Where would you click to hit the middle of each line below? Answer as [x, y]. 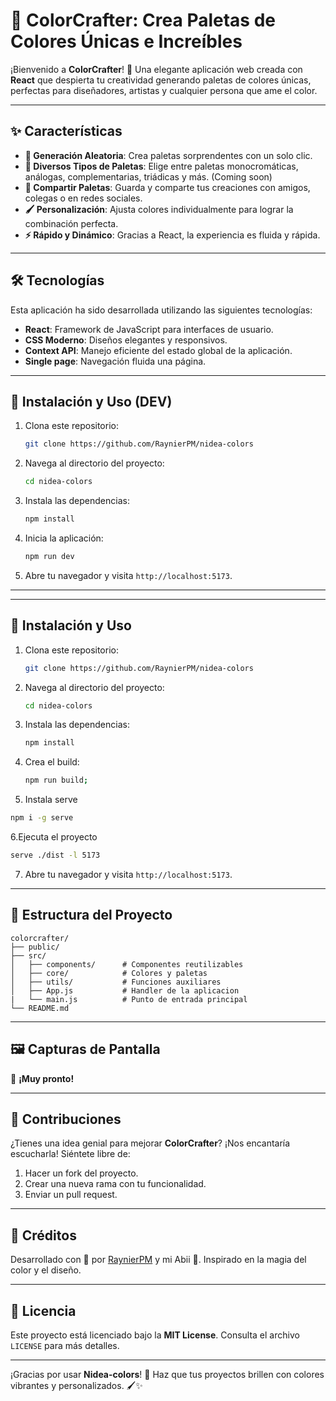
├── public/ [35, 947]
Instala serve [51, 800]
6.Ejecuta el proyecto [54, 837]
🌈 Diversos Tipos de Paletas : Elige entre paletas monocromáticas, [161, 166]
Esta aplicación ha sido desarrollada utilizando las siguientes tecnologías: [161, 310]
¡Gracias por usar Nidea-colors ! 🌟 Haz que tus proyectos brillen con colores [167, 1374]
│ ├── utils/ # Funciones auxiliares [116, 982]
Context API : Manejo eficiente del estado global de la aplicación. [158, 350]
